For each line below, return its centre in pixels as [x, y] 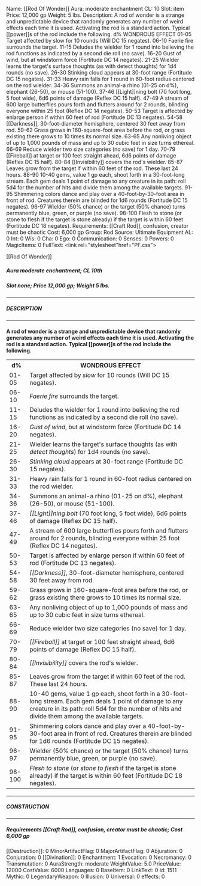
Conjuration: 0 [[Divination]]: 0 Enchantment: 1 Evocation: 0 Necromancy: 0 [99, 857]
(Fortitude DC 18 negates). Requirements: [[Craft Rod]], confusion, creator [98, 226]
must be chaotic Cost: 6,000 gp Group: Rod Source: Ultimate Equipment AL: [100, 232]
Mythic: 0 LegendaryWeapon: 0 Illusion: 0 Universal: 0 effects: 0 [86, 876]
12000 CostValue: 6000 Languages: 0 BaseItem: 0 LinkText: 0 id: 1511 [92, 870]
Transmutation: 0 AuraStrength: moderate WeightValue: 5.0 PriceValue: [94, 864]
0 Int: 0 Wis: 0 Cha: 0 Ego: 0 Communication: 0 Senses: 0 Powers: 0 [90, 239]
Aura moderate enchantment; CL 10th [54, 270]
